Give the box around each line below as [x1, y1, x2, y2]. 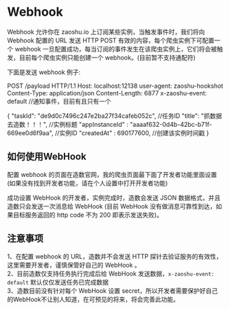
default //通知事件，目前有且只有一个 [7, 97, 112, 105]
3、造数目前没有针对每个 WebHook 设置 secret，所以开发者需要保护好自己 [7, 286, 218, 295]
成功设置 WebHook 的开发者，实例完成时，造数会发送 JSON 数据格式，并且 [7, 193, 221, 202]
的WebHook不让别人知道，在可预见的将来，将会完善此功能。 [7, 295, 180, 303]
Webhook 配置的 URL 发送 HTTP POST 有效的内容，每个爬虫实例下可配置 [7, 36, 215, 45]
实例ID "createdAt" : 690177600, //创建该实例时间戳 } [59, 128, 209, 137]
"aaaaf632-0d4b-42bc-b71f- [130, 120, 212, 128]
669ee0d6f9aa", [7, 128, 54, 137]
